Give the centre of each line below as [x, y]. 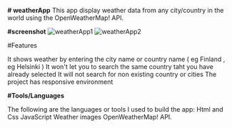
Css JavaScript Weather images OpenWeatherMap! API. [90, 117]
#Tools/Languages [36, 96]
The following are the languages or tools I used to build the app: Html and [115, 109]
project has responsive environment [60, 82]
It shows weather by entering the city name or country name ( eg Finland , [116, 59]
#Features [22, 45]
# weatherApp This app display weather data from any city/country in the [116, 10]
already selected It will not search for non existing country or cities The [112, 74]
